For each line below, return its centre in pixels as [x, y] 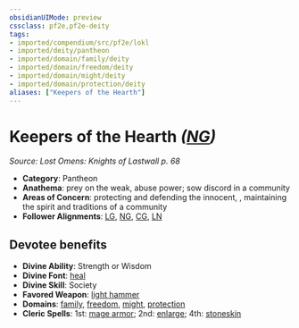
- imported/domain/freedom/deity [71, 68]
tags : [19, 34]
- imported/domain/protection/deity [77, 84]
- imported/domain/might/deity [67, 76]
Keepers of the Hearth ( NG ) [113, 136]
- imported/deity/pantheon [59, 51]
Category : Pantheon [60, 179]
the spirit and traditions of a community [95, 207]
